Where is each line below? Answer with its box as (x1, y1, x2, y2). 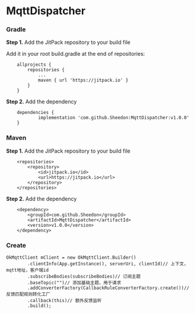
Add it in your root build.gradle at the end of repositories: (6, 50, 145, 58)
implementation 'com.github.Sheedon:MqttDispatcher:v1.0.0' (37, 115, 190, 121)
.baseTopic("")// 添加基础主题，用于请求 (27, 280, 122, 286)
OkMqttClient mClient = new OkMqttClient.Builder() (6, 255, 136, 261)
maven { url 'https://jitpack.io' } (37, 77, 129, 84)
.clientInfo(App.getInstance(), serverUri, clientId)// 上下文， (27, 261, 188, 267)
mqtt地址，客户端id (6, 267, 49, 274)
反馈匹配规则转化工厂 (6, 291, 50, 297)
